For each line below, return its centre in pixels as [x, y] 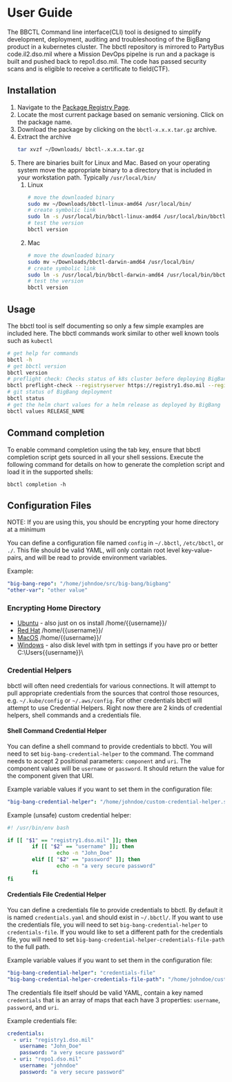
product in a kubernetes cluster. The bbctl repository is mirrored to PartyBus [116, 46]
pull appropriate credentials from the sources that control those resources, [113, 693]
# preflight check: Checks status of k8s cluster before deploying [106, 379]
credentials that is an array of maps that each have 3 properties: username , [114, 1000]
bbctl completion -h [37, 484]
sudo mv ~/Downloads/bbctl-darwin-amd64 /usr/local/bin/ [111, 262]
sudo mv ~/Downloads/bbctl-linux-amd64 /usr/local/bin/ [109, 204]
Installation [32, 90]
